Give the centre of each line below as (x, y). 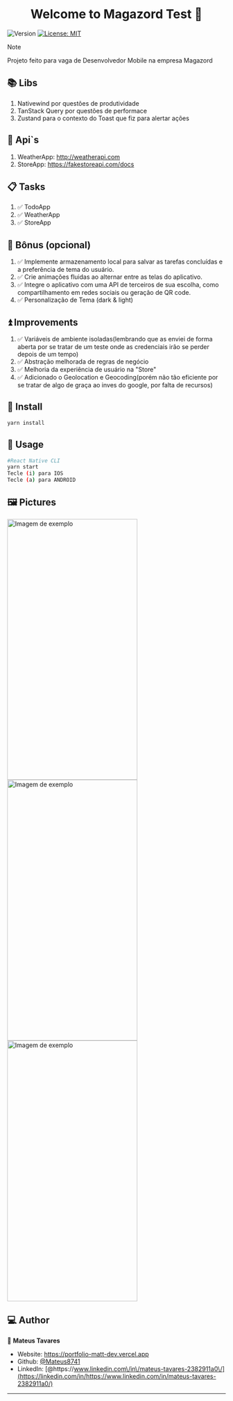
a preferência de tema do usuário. (66, 270)
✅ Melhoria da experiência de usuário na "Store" (87, 369)
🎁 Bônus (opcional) (49, 245)
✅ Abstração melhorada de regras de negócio (83, 362)
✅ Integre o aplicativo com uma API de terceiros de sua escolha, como (118, 285)
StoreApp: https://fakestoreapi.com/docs (76, 164)
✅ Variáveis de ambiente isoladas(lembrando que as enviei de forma (115, 339)
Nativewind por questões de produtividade (78, 103)
